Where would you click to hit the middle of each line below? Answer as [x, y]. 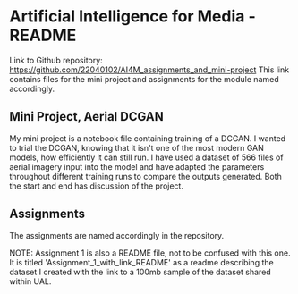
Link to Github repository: [56, 60]
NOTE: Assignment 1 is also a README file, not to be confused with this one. [150, 253]
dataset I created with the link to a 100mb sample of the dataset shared [140, 272]
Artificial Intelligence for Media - [133, 17]
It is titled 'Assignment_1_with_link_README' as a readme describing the [142, 262]
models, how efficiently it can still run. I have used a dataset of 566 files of [146, 157]
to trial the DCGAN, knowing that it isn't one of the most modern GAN [136, 147]
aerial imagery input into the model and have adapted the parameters [137, 166]
